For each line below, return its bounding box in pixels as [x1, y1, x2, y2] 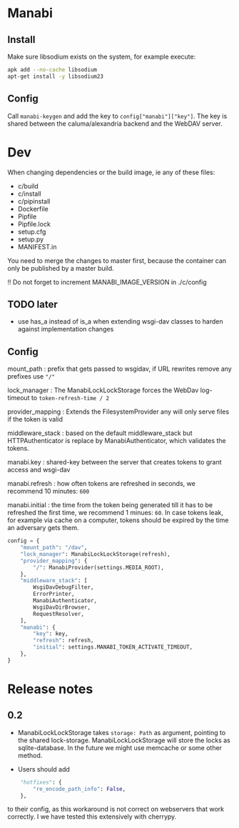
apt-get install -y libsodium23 [7, 73, 103, 80]
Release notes [7, 681, 93, 697]
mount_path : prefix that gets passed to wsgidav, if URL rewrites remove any [7, 364, 232, 373]
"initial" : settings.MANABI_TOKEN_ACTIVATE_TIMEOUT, [33, 644, 193, 651]
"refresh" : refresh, [33, 637, 94, 644]
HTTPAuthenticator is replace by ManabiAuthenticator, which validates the [7, 437, 226, 445]
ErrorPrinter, [33, 591, 75, 598]
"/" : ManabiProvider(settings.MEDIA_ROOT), [33, 564, 164, 571]
